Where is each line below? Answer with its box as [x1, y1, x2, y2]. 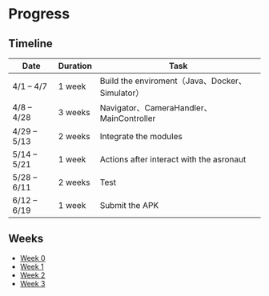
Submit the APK [99, 200, 159, 210]
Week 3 [19, 278, 46, 288]
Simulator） [99, 87, 144, 98]
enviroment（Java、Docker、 [134, 75, 247, 86]
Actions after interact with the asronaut [99, 154, 247, 165]
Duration [58, 61, 92, 71]
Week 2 [19, 270, 46, 280]
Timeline [8, 37, 54, 50]
